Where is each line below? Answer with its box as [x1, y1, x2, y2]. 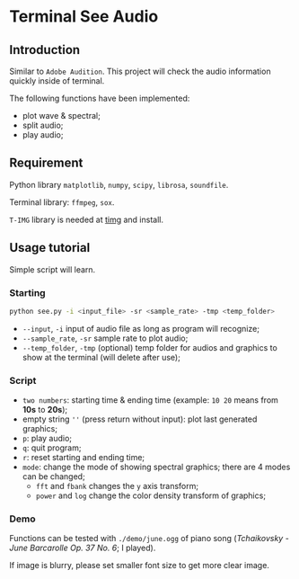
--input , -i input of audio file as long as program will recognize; [22, 323, 260, 334]
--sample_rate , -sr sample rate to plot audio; [22, 333, 189, 343]
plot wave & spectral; [22, 111, 101, 120]
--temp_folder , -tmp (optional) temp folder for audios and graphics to [22, 342, 278, 352]
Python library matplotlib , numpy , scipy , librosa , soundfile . [9, 179, 229, 190]
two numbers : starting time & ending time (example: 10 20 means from [22, 395, 278, 405]
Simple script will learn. [9, 263, 96, 275]
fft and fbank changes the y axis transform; [35, 481, 199, 492]
